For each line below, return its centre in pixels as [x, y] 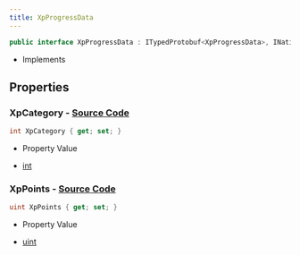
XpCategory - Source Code [69, 113]
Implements [44, 59]
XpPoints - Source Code [62, 189]
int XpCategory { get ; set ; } [66, 132]
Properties [39, 87]
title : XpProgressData [51, 17]
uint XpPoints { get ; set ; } [63, 208]
